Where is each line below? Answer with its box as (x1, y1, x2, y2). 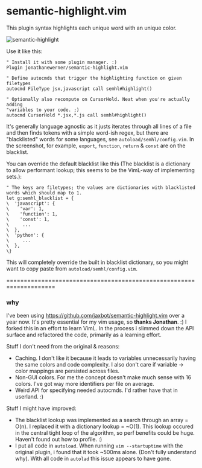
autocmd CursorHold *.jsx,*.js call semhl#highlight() (6, 112, 147, 118)
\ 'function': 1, (6, 211, 58, 217)
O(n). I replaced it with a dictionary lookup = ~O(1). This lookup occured (14, 423, 194, 430)
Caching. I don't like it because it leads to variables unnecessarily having (14, 354, 196, 362)
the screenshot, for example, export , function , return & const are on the (6, 142, 186, 149)
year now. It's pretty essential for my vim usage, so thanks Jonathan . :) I (6, 318, 187, 325)
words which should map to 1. (6, 190, 83, 196)
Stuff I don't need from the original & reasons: (6, 343, 120, 350)
